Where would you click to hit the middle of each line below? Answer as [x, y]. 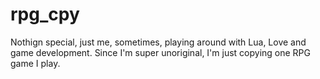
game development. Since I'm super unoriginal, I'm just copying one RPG [160, 52]
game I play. [35, 63]
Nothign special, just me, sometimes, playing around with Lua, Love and [158, 42]
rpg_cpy [45, 14]
